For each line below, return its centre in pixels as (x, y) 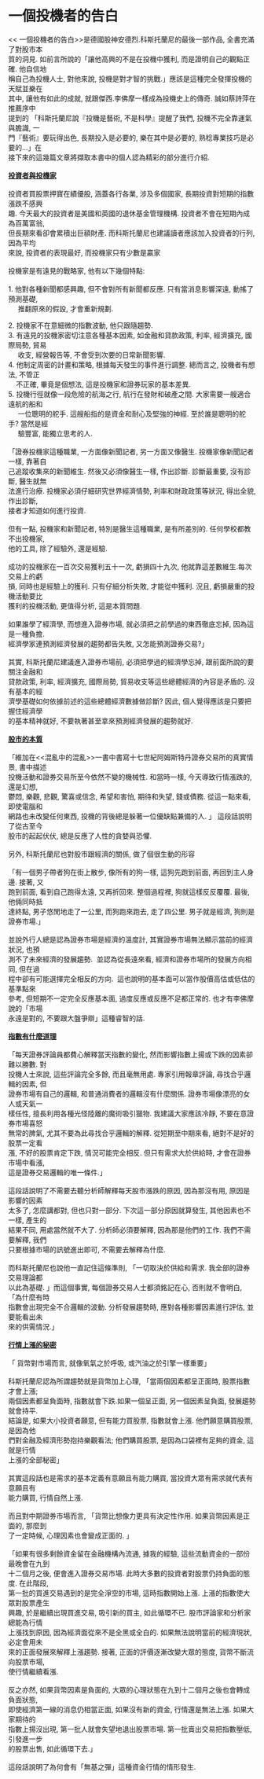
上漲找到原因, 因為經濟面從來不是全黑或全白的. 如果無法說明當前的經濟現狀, (130, 1632)
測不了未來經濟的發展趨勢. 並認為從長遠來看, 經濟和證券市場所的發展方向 (126, 959)
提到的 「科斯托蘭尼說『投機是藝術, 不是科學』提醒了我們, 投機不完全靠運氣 (130, 118)
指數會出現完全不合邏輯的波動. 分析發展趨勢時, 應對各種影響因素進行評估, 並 (131, 1307)
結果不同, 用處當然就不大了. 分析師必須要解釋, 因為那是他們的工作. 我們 (123, 1229)
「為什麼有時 (29, 1297)
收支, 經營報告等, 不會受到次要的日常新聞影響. (92, 355)
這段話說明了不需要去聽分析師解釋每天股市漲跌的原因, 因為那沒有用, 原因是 (129, 1190)
